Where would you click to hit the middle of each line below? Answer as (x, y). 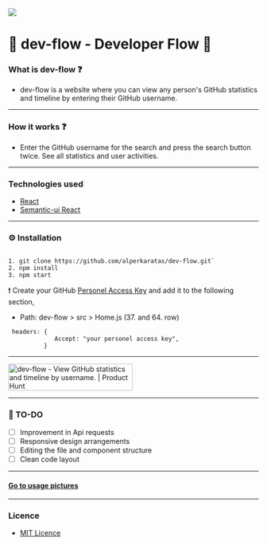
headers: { (29, 332)
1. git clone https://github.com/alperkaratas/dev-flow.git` (112, 261)
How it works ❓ (37, 127)
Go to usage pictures (43, 485)
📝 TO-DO (26, 415)
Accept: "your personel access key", (117, 339)
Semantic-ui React (50, 210)
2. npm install (33, 269)
